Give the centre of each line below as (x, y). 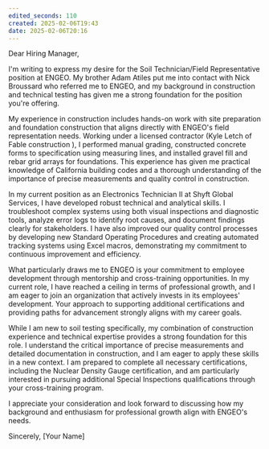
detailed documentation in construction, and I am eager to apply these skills (134, 354)
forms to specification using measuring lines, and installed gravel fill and (128, 153)
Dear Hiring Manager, (44, 54)
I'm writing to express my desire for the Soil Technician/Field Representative (134, 69)
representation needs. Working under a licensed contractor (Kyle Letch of (130, 136)
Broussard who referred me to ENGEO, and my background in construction (132, 86)
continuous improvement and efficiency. (75, 254)
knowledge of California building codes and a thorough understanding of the (135, 171)
